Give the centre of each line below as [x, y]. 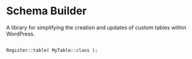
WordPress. [21, 33]
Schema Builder [46, 11]
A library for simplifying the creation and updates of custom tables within [96, 27]
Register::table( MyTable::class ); [52, 51]
